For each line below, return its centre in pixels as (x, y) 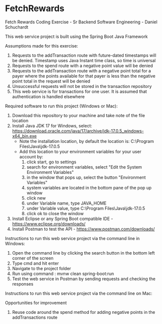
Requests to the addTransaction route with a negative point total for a (81, 70)
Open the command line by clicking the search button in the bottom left (83, 253)
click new (36, 198)
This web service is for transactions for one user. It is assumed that (80, 91)
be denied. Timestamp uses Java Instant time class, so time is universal (84, 60)
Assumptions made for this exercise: (42, 46)
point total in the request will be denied (51, 81)
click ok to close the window (55, 213)
